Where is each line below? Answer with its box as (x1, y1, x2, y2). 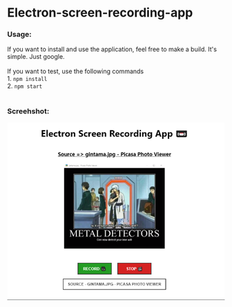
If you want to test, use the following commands (7, 67, 144, 75)
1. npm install (7, 75, 48, 83)
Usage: (7, 30, 32, 39)
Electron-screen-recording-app (7, 5, 193, 21)
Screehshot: (7, 106, 50, 116)
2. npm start (7, 82, 43, 91)
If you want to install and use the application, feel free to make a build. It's (7, 45, 217, 53)
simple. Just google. (7, 53, 65, 61)
